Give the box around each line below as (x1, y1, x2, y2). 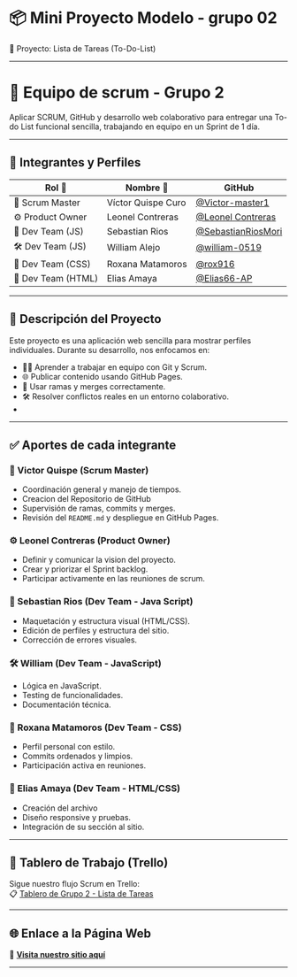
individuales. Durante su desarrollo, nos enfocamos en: (9, 344, 210, 355)
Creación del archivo (21, 803, 98, 813)
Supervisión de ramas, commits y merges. (21, 503, 176, 514)
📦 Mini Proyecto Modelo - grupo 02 (9, 8, 278, 28)
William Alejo (106, 242, 161, 254)
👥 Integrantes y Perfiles (9, 155, 141, 170)
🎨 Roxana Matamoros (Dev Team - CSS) (9, 721, 183, 734)
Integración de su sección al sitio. (21, 821, 145, 832)
